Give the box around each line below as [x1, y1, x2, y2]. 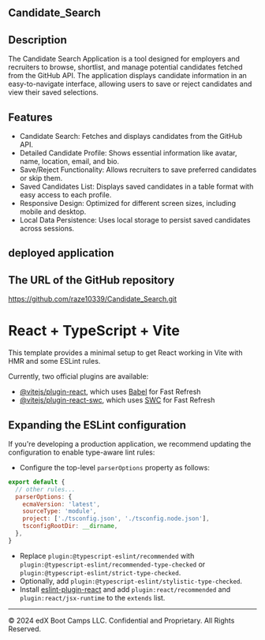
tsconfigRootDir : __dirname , [22, 522, 118, 530]
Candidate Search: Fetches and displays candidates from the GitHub [19, 132, 243, 141]
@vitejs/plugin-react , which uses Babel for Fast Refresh [19, 387, 201, 397]
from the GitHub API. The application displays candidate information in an [8, 71, 247, 80]
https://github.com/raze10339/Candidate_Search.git [8, 294, 177, 304]
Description [8, 33, 67, 47]
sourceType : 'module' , [22, 507, 97, 515]
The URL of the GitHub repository [8, 273, 175, 286]
